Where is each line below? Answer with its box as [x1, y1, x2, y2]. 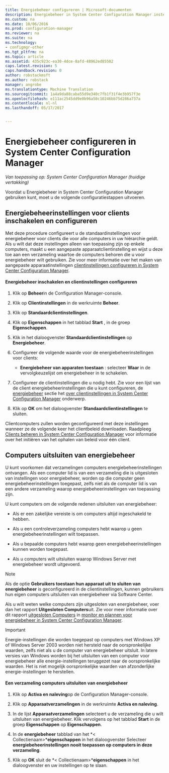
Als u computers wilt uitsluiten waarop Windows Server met [12, 556, 137, 562]
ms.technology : [5, 40, 37, 45]
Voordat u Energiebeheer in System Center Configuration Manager [5, 189, 143, 195]
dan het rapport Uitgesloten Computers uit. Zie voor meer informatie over [5, 606, 157, 612]
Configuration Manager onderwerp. [12, 396, 87, 402]
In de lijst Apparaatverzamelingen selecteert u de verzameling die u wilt [12, 711, 163, 717]
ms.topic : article [5, 54, 44, 59]
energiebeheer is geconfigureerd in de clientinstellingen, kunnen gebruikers [5, 586, 163, 592]
